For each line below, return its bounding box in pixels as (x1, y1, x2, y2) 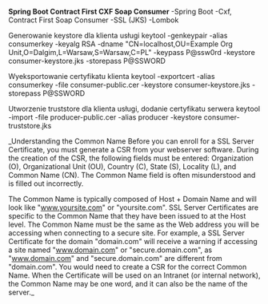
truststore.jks (8, 121, 52, 130)
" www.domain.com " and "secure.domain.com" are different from (8, 254, 222, 263)
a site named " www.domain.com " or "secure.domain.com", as (8, 245, 213, 255)
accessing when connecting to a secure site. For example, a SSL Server (8, 228, 246, 238)
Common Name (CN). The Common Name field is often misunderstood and (8, 171, 256, 180)
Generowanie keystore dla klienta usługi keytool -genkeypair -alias (8, 31, 228, 40)
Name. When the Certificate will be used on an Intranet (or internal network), (8, 270, 262, 280)
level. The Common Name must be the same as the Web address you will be (8, 219, 260, 229)
